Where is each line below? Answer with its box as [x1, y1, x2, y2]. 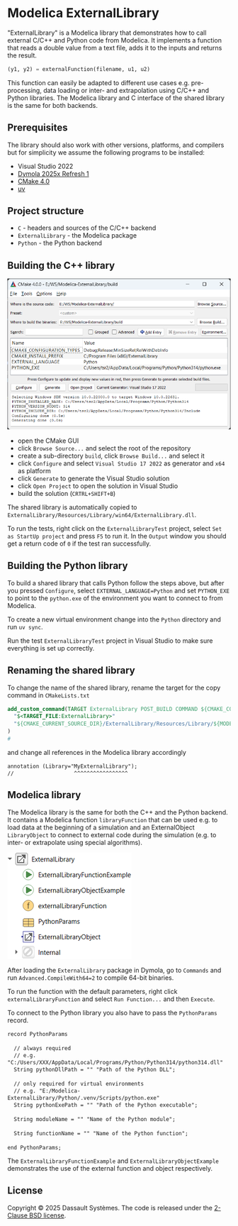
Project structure [7, 205, 84, 217]
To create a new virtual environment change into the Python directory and [7, 615, 221, 624]
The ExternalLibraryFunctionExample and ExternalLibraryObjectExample [7, 1156, 220, 1165]
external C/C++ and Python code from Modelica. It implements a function [7, 35, 222, 44]
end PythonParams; [7, 1144, 62, 1151]
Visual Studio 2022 [17, 162, 74, 170]
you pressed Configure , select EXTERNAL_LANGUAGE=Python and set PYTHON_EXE [7, 586, 230, 595]
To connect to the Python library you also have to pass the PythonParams [7, 1008, 217, 1017]
